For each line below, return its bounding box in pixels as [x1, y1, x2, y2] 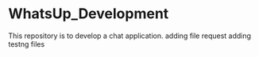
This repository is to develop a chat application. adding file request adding [8, 31, 252, 40]
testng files [8, 39, 45, 48]
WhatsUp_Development [8, 5, 169, 23]
